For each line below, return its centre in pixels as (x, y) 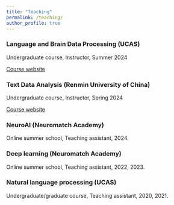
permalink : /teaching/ (35, 17)
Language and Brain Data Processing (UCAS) (73, 44)
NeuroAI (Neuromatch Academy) (55, 125)
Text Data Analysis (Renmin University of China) (78, 84)
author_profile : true (33, 23)
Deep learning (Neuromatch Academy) (64, 154)
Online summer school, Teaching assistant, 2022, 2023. (76, 167)
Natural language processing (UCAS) (61, 183)
